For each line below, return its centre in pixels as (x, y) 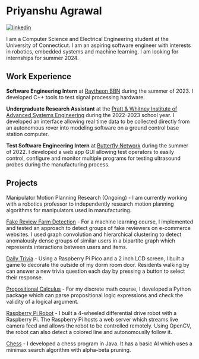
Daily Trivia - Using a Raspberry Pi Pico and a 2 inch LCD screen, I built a (95, 258)
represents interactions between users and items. (67, 247)
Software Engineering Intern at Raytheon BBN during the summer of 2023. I (100, 91)
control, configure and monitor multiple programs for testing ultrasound (94, 158)
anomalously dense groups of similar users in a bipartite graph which (91, 240)
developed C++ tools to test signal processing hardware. (76, 97)
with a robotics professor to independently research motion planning (90, 204)
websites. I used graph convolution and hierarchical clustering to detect (94, 234)
